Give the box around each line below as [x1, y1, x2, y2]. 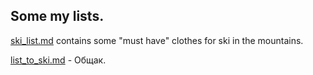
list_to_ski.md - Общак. [10, 54, 107, 66]
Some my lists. [10, 8, 105, 25]
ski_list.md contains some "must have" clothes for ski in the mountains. [10, 34, 304, 46]
